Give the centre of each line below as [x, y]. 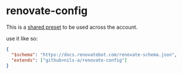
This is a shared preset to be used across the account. [72, 27]
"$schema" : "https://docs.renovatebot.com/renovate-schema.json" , [94, 55]
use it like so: [22, 38]
